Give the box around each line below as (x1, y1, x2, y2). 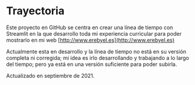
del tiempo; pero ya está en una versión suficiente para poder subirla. (6, 61, 177, 68)
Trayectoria (6, 4, 64, 18)
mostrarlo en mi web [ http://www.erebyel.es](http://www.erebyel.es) (6, 36, 175, 43)
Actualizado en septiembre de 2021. (6, 72, 95, 79)
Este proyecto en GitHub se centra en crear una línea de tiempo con (6, 24, 174, 31)
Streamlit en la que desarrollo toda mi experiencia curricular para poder (6, 30, 182, 37)
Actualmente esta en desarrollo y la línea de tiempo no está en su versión (6, 48, 187, 55)
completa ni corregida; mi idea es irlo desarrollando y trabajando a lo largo (6, 54, 190, 61)
